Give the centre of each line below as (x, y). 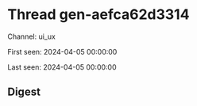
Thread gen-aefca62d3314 (98, 15)
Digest (24, 92)
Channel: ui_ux (32, 36)
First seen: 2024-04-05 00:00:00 (62, 51)
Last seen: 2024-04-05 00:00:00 (62, 67)
